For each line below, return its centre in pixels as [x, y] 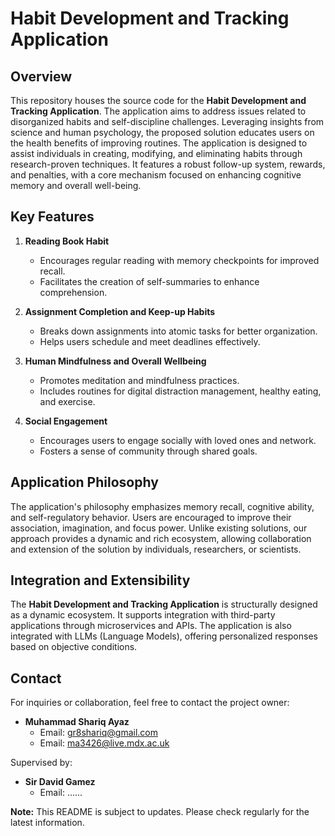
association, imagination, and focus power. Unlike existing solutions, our [159, 528]
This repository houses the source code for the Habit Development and [158, 100]
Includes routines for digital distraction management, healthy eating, [180, 391]
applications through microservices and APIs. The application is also [151, 626]
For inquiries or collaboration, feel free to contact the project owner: [150, 703]
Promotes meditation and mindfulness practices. [139, 380]
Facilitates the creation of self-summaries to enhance [149, 281]
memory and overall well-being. [76, 185]
